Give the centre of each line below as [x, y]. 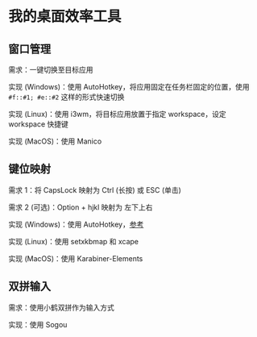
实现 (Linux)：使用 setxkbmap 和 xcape [74, 241]
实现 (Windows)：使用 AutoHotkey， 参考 [76, 224]
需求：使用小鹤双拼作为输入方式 [61, 307]
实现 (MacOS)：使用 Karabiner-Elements [76, 258]
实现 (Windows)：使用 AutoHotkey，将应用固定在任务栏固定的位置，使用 [129, 87]
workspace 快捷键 [38, 124]
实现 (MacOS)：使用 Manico [55, 141]
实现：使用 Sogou [38, 324]
